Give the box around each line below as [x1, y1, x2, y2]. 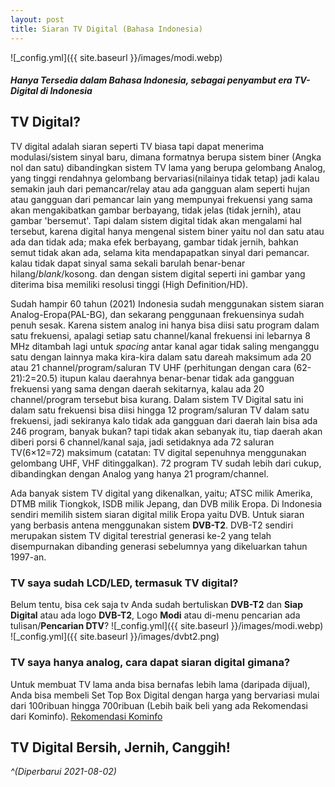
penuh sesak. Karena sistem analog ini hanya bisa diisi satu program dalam [10, 319, 320, 331]
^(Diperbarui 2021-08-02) [10, 766, 117, 778]
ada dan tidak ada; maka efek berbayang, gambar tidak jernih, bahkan [10, 236, 299, 248]
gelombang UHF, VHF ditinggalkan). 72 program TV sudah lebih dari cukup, [10, 457, 322, 469]
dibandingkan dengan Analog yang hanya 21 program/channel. [10, 467, 269, 480]
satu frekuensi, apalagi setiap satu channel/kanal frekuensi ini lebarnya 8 [10, 329, 311, 341]
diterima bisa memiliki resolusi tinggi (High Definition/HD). [10, 278, 249, 290]
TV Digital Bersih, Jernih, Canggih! [10, 739, 231, 756]
